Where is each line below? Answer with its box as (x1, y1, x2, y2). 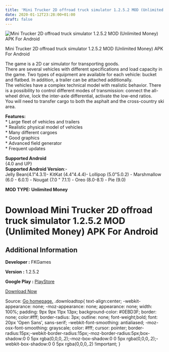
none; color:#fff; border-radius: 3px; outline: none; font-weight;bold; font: (5, 314, 158, 320)
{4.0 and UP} (5, 161, 32, 167)
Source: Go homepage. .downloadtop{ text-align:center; (5, 298, 122, 304)
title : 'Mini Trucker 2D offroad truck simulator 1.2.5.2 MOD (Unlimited (5, 7, 164, 13)
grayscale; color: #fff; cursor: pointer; (49, 325, 127, 331)
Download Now (5, 288, 37, 295)
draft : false (5, 17, 33, 22)
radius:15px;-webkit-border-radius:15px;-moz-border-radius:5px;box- (5, 330, 150, 336)
